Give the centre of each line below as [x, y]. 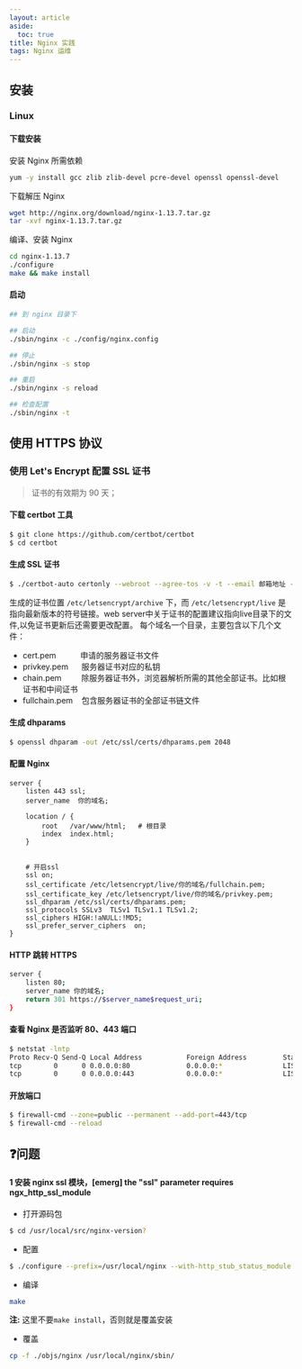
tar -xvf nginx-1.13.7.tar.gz [66, 222]
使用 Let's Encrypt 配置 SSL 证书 [80, 471]
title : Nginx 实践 [42, 43]
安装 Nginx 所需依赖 [46, 160]
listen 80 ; [46, 983]
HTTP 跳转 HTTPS [44, 955]
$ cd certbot [34, 543]
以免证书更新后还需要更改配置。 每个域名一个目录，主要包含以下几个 [147, 625]
